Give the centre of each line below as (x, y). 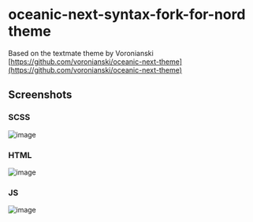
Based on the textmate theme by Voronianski (81, 53)
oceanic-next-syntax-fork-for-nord (127, 15)
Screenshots (40, 95)
